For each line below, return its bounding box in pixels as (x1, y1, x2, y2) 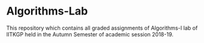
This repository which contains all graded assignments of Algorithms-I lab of (6, 24, 198, 31)
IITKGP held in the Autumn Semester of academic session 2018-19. (6, 30, 174, 38)
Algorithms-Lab (6, 4, 88, 18)
